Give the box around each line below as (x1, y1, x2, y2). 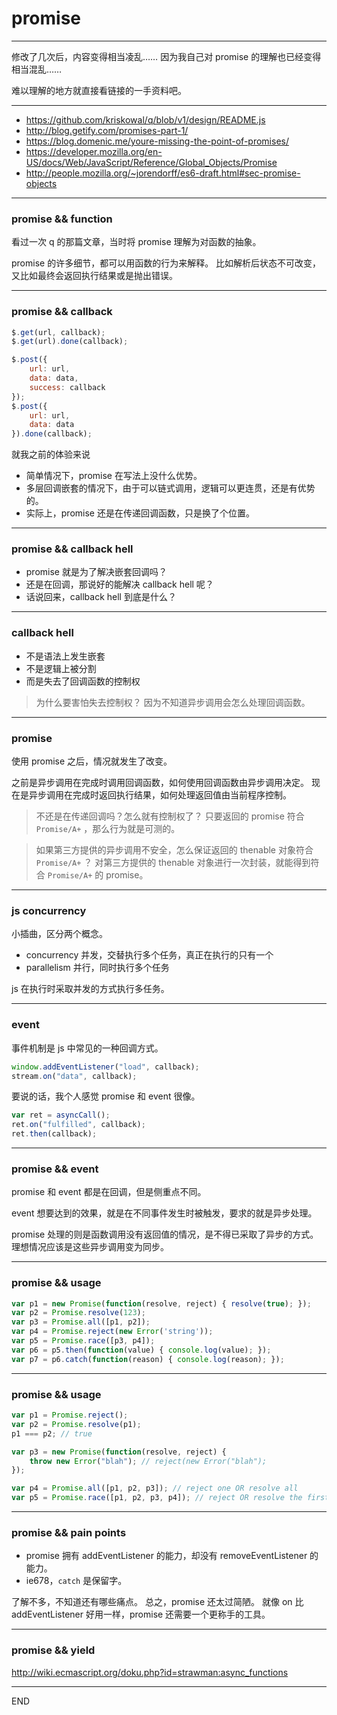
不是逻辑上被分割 (25, 662, 97, 674)
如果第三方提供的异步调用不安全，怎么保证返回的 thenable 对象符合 (35, 844, 314, 856)
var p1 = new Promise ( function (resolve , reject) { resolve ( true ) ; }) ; (11, 1298, 312, 1309)
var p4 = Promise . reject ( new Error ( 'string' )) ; (11, 1327, 214, 1337)
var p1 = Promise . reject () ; (11, 1410, 129, 1421)
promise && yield (11, 1643, 96, 1657)
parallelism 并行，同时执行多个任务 (25, 962, 170, 974)
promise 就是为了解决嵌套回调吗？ (25, 566, 168, 578)
